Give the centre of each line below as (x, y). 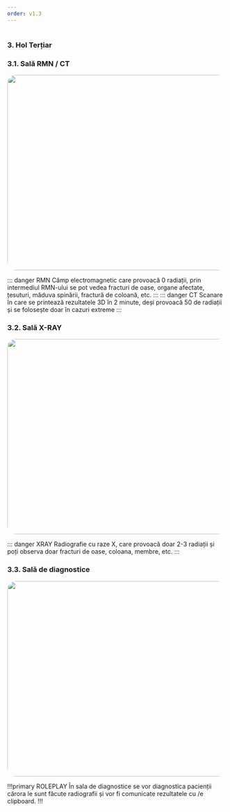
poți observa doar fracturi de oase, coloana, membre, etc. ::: (93, 552)
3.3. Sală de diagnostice (49, 570)
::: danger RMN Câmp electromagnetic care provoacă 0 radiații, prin (104, 280)
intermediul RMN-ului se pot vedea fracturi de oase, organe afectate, (106, 288)
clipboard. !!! (25, 801)
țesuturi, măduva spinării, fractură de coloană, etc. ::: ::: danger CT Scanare (115, 295)
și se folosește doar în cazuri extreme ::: (65, 310)
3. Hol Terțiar (30, 44)
